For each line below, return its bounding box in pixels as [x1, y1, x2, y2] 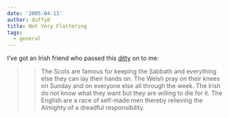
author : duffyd [7, 16, 51, 23]
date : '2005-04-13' [7, 10, 63, 17]
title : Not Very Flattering [7, 23, 87, 29]
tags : [7, 29, 23, 36]
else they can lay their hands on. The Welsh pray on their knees [40, 74, 220, 83]
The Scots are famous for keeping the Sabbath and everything [40, 68, 217, 76]
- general [13, 35, 41, 42]
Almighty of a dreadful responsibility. [40, 104, 145, 112]
